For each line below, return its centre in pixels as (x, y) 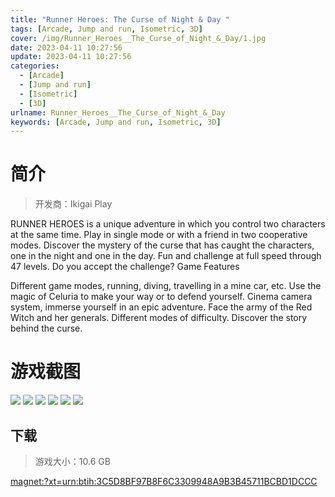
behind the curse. (46, 328)
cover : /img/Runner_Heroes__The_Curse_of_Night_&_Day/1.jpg (138, 38)
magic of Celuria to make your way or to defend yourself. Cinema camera (161, 297)
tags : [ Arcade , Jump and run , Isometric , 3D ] (106, 29)
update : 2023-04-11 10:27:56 (71, 57)
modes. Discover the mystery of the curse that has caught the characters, (162, 245)
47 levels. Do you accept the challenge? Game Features (125, 267)
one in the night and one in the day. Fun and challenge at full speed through (166, 256)
